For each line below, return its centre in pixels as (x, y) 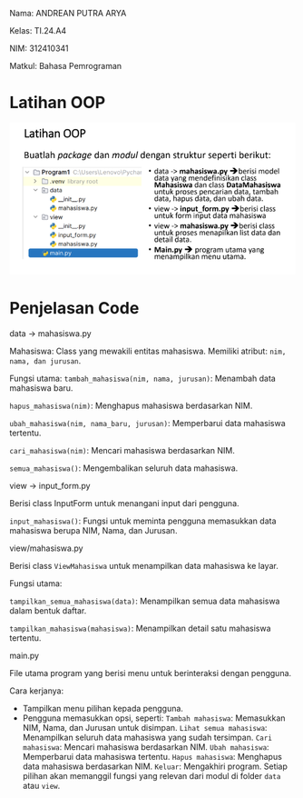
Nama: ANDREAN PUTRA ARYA (68, 13)
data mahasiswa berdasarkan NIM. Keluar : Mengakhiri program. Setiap (155, 766)
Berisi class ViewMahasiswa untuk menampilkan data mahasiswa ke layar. (144, 566)
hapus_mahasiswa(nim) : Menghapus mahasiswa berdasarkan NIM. (131, 406)
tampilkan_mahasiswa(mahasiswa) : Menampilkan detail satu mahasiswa (140, 628)
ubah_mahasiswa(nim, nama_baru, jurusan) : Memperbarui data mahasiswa (147, 424)
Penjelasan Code (74, 309)
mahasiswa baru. (41, 388)
